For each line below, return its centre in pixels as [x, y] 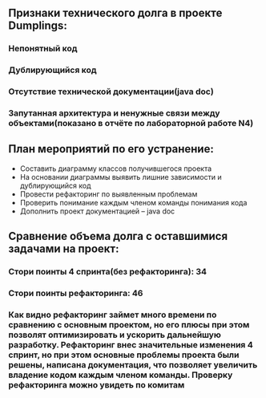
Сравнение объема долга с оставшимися [118, 236]
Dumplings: [38, 26]
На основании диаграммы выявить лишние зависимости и [121, 177]
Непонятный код [43, 49]
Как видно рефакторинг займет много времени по [113, 315]
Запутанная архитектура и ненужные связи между [114, 113]
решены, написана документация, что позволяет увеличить [133, 365]
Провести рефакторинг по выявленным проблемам [109, 194]
